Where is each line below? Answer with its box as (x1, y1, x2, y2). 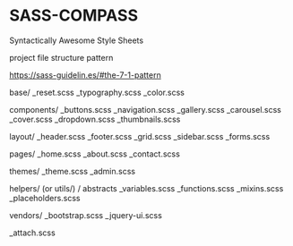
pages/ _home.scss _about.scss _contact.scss (9, 148, 181, 159)
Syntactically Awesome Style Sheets (9, 35, 144, 46)
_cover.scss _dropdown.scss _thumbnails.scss (9, 114, 181, 124)
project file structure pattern (9, 52, 114, 63)
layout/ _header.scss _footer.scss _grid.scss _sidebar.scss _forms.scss (9, 131, 271, 141)
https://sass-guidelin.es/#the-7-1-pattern (9, 69, 161, 81)
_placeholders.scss (9, 192, 81, 203)
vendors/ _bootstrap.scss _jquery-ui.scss (9, 209, 163, 220)
